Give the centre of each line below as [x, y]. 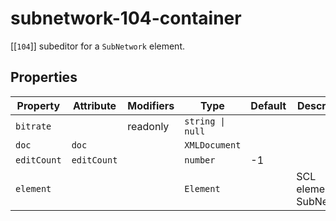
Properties [44, 77]
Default [268, 105]
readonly [148, 126]
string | [205, 121]
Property [38, 105]
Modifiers [151, 105]
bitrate [33, 126]
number [200, 160]
